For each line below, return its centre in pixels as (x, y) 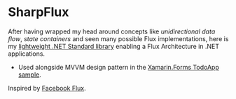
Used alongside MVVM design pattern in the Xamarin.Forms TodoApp (118, 67)
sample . (29, 75)
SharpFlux (39, 12)
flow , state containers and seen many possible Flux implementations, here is (118, 38)
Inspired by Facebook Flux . (47, 88)
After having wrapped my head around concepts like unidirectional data (112, 31)
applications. (26, 54)
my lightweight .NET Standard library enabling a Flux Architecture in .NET (114, 46)
